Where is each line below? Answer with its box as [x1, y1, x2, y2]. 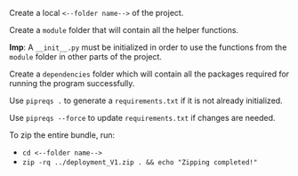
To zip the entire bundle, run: [9, 130, 116, 140]
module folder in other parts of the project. [9, 52, 163, 61]
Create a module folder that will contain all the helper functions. [9, 25, 238, 35]
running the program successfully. [9, 78, 135, 88]
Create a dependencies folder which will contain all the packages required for [9, 68, 290, 79]
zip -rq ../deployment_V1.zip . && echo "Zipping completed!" [21, 158, 258, 167]
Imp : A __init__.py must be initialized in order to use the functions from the [9, 42, 287, 52]
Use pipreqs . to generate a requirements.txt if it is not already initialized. [9, 95, 283, 106]
